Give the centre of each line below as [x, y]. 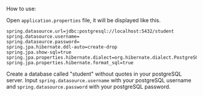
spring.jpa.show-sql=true [39, 52]
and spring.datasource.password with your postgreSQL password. [89, 87]
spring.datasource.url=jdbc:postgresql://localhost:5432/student [90, 31]
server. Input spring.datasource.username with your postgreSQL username [99, 80]
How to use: [21, 9]
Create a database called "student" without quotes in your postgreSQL [94, 74]
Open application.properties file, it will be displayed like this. [84, 20]
